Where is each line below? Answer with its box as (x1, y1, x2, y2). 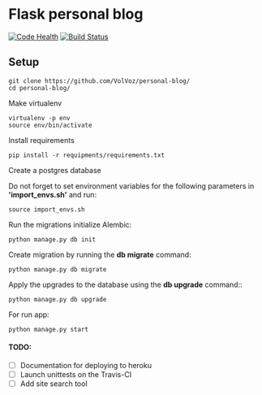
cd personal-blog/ (8, 84, 71, 92)
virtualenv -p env (8, 114, 71, 122)
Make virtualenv (8, 98, 62, 108)
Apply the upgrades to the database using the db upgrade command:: (8, 280, 243, 289)
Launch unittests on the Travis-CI (19, 370, 132, 380)
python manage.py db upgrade (8, 295, 107, 303)
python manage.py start (8, 325, 89, 333)
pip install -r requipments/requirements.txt (8, 151, 165, 159)
